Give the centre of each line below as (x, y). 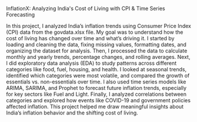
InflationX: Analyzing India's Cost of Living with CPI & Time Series (86, 8)
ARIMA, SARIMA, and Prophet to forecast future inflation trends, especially (96, 88)
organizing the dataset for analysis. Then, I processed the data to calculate (97, 51)
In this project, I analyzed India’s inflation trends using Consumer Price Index (98, 26)
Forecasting (21, 15)
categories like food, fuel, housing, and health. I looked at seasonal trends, (96, 69)
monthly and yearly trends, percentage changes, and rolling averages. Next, (98, 57)
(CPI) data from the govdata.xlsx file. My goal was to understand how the (95, 32)
